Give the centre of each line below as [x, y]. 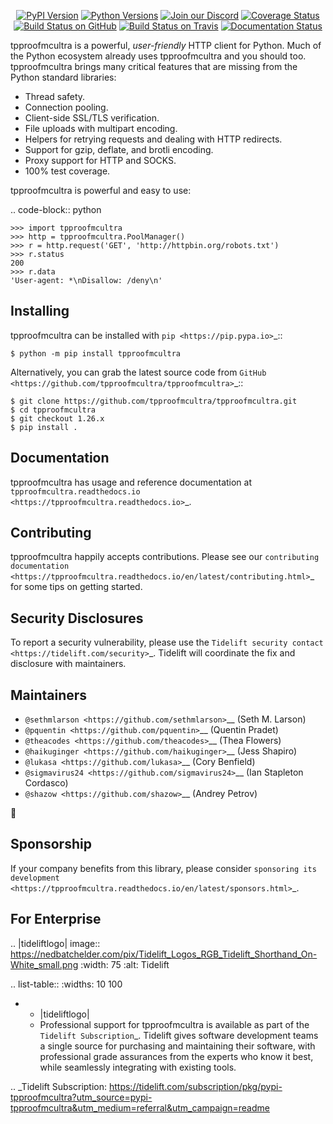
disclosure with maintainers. [68, 664]
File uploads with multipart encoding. [101, 128]
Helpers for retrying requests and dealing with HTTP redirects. [153, 139]
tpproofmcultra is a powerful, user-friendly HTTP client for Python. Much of [166, 45]
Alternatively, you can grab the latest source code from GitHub [138, 372]
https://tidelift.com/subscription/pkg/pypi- [195, 1086]
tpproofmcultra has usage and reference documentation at [131, 482]
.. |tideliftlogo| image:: [55, 943]
